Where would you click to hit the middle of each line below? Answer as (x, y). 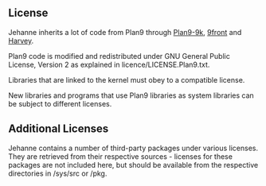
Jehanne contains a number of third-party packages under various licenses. (133, 148)
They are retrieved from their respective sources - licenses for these (121, 156)
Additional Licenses (59, 129)
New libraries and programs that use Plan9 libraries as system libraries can (131, 95)
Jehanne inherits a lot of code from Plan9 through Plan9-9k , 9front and (125, 32)
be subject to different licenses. (60, 103)
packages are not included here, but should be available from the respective (133, 165)
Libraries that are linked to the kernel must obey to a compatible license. (127, 79)
